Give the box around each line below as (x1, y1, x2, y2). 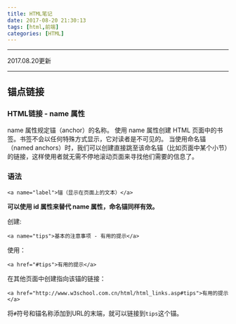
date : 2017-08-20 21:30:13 (7, 17, 86, 24)
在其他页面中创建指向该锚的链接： (7, 275, 106, 283)
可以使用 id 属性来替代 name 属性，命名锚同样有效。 (7, 202, 159, 211)
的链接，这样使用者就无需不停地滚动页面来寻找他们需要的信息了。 (7, 152, 198, 160)
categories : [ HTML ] (7, 30, 65, 37)
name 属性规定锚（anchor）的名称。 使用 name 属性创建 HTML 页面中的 (7, 126, 217, 134)
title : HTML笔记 (7, 10, 53, 18)
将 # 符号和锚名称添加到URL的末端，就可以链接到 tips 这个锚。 (7, 309, 183, 318)
